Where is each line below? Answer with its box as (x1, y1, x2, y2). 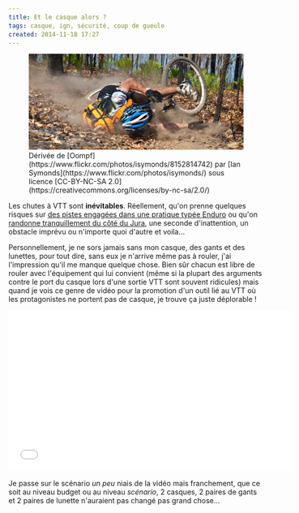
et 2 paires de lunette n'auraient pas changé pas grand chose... (8, 495, 220, 505)
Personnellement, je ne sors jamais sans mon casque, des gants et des (8, 242, 246, 252)
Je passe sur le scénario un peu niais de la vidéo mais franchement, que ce (8, 478, 261, 488)
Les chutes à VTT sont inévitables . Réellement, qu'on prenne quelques (8, 200, 246, 210)
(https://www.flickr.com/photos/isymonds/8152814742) (28, 159, 213, 169)
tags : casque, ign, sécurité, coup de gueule (8, 21, 164, 30)
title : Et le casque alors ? (8, 13, 107, 21)
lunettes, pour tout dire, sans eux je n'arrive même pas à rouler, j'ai (8, 251, 232, 261)
